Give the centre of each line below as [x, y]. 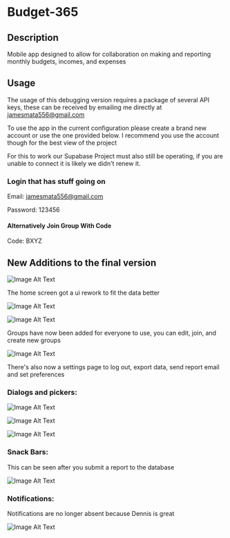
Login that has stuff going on [56, 181]
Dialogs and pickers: [42, 393]
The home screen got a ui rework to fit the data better [84, 293]
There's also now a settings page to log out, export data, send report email [113, 367]
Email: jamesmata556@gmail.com [55, 196]
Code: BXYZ [25, 241]
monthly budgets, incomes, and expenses [67, 62]
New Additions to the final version [82, 262]
